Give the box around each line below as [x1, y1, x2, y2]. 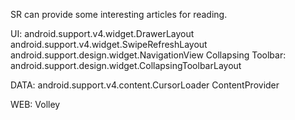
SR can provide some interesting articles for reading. [10, 9, 228, 20]
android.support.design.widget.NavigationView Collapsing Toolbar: [10, 49, 287, 61]
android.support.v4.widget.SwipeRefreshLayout [10, 39, 208, 50]
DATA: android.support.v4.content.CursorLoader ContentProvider [10, 79, 280, 91]
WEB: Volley [10, 99, 61, 110]
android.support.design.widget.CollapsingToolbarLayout [10, 60, 242, 71]
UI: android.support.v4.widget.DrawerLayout [10, 28, 195, 39]
